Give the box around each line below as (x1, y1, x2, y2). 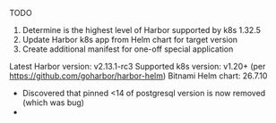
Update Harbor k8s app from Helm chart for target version (22, 35, 238, 45)
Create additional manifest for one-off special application (22, 44, 234, 54)
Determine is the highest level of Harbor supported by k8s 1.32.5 (22, 25, 262, 35)
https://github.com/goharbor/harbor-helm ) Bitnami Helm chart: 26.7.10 (9, 70, 268, 81)
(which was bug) (22, 97, 85, 108)
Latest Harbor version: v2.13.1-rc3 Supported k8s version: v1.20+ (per (9, 61, 266, 71)
